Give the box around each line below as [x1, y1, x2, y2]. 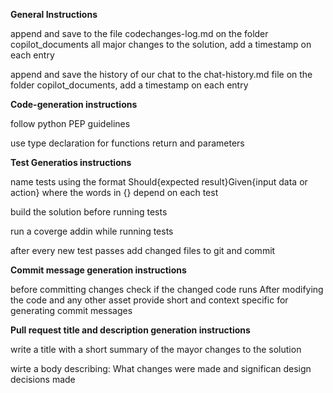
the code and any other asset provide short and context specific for [10, 294, 289, 306]
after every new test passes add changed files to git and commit [10, 245, 276, 256]
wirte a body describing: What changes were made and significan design [10, 363, 312, 374]
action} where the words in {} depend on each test [10, 187, 219, 198]
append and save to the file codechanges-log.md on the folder [10, 28, 269, 39]
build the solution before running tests [10, 206, 168, 218]
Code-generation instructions [10, 99, 138, 110]
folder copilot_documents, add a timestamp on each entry [10, 79, 249, 91]
